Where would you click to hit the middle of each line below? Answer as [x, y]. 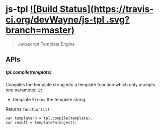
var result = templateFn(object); [41, 123]
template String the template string [49, 100]
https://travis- [124, 9]
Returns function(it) [28, 109]
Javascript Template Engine [46, 44]
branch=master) [40, 30]
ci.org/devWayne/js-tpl [55, 20]
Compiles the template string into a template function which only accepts [80, 85]
